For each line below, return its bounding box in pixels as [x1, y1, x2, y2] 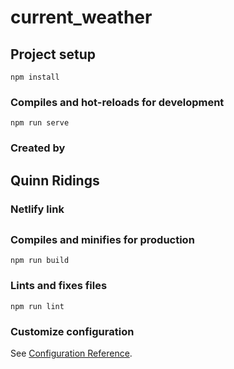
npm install [10, 72, 60, 82]
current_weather [10, 6, 153, 29]
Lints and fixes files [10, 279, 108, 293]
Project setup [10, 46, 97, 63]
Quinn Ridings [10, 172, 100, 189]
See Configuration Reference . [10, 347, 133, 359]
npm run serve [10, 118, 70, 128]
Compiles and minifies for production [10, 232, 195, 246]
